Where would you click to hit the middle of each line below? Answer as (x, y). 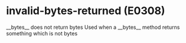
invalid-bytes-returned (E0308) (86, 11)
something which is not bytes (42, 33)
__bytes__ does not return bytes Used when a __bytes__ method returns (93, 27)
